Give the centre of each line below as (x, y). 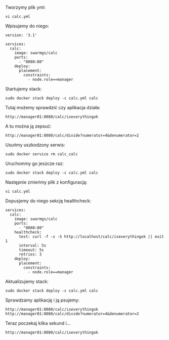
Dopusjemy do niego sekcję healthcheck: (48, 201)
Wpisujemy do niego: (27, 26)
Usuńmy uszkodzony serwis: (35, 145)
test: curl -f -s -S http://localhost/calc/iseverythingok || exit (91, 237)
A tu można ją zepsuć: (28, 126)
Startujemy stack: (24, 89)
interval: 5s (32, 245)
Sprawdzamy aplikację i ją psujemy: (43, 300)
